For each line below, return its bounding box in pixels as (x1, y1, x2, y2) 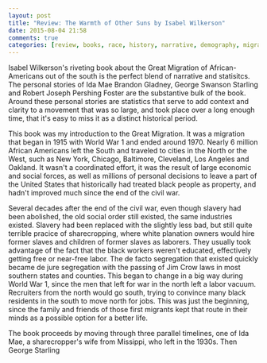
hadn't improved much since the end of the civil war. (8, 188, 180, 198)
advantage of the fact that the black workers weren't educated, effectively (8, 245, 252, 255)
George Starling (8, 346, 60, 355)
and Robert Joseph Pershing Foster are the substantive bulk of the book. (8, 88, 246, 98)
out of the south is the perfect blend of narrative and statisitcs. (44, 71, 250, 81)
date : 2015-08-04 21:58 (8, 26, 87, 34)
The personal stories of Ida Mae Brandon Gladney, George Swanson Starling (8, 80, 258, 90)
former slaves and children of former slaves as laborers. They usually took (8, 237, 252, 247)
